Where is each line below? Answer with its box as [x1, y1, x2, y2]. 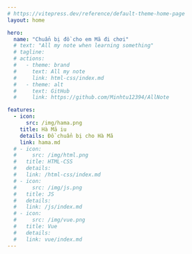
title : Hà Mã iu [19, 126, 67, 133]
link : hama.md [19, 138, 61, 146]
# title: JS [13, 191, 54, 198]
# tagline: [13, 49, 45, 56]
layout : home [7, 17, 45, 24]
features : [7, 106, 36, 113]
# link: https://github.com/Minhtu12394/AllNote [13, 94, 170, 101]
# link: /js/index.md [13, 203, 82, 211]
